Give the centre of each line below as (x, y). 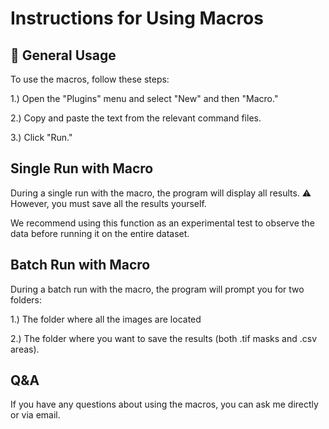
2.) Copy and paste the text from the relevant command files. (136, 118)
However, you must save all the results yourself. (108, 203)
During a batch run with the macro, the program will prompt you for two (157, 289)
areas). (25, 349)
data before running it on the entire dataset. (100, 233)
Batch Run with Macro (80, 265)
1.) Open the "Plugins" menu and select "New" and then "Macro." (144, 98)
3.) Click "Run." (41, 137)
